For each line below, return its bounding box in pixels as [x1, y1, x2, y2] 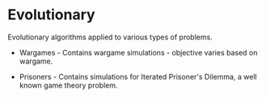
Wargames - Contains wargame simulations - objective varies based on [19, 47, 258, 57]
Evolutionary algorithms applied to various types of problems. [7, 32, 213, 42]
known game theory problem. [19, 80, 118, 90]
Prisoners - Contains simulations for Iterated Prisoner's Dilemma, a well [19, 71, 257, 81]
